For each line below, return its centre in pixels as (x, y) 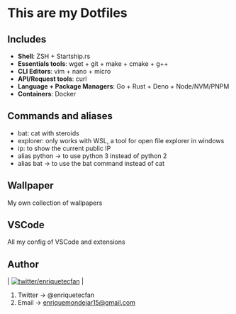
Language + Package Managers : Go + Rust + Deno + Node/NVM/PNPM (123, 86)
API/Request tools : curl (52, 79)
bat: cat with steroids (48, 133)
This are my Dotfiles (67, 13)
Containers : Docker (47, 94)
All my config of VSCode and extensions (66, 242)
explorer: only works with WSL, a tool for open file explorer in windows (121, 140)
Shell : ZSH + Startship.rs (54, 56)
